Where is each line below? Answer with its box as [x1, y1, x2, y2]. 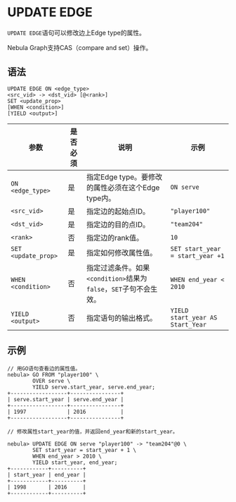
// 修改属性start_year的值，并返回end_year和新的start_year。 [7, 428, 178, 435]
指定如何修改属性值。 [86, 247, 157, 257]
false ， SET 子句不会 [86, 283, 151, 293]
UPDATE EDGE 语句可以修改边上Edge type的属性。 [7, 28, 145, 37]
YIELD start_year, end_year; [32, 459, 118, 466]
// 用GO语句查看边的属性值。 [7, 365, 81, 372]
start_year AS [170, 313, 218, 322]
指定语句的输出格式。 [86, 313, 157, 323]
